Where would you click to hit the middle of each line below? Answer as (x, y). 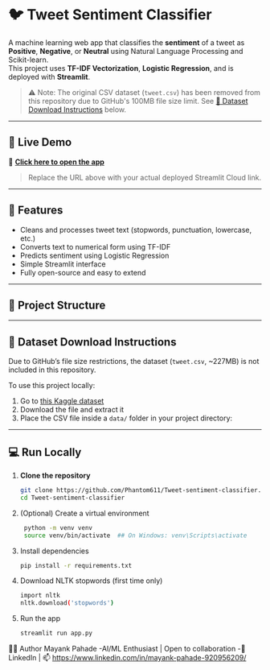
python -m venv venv (58, 527)
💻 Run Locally (45, 452)
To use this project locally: (52, 386)
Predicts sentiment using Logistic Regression (94, 255)
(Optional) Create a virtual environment (85, 513)
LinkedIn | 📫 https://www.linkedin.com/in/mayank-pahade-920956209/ (127, 658)
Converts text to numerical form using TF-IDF (95, 246)
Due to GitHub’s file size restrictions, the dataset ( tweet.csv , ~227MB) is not (134, 362)
